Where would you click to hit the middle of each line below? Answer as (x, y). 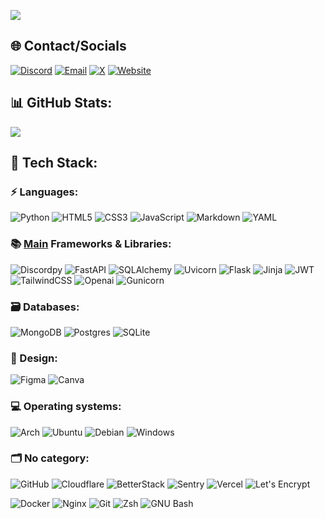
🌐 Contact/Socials (68, 46)
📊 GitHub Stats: (61, 103)
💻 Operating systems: (66, 407)
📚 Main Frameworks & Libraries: (91, 244)
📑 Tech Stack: (54, 163)
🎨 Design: (34, 358)
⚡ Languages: (44, 192)
